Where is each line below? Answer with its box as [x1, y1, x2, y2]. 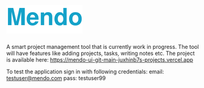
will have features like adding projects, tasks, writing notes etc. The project [6, 50, 195, 57]
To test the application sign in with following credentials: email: [6, 68, 164, 75]
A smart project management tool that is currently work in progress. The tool [6, 43, 199, 50]
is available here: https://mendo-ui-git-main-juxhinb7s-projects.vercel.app [6, 56, 194, 63]
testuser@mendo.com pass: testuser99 [6, 74, 106, 81]
